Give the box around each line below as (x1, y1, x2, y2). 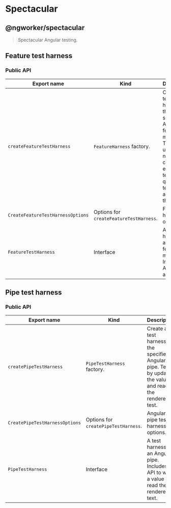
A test (147, 437, 161, 444)
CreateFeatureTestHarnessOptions (8, 212, 89, 218)
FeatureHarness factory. (93, 143, 150, 150)
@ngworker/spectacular (5, 23, 85, 32)
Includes (147, 463, 168, 470)
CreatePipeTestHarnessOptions (8, 420, 81, 426)
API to (147, 469, 161, 476)
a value (147, 475, 164, 483)
